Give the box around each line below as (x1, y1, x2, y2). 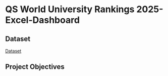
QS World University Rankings (5, 4, 135, 15)
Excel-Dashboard (5, 14, 80, 26)
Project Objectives (5, 62, 65, 71)
